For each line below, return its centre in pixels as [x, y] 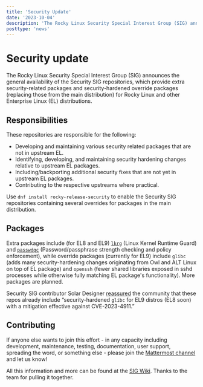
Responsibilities [37, 120]
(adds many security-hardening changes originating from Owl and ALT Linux [101, 262]
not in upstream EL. [39, 153]
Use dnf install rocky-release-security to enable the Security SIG [91, 197]
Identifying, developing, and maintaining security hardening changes [100, 159]
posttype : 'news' [28, 29]
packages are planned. [35, 281]
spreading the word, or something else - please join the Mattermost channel [101, 353]
